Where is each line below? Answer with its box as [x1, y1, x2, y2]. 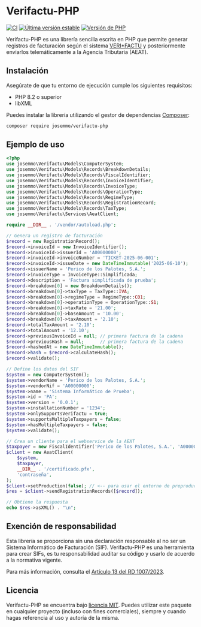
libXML [14, 100, 32, 107]
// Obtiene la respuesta [6, 499, 68, 505]
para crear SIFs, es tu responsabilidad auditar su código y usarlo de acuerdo [6, 550, 195, 557]
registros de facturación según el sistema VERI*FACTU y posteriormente [6, 42, 185, 49]
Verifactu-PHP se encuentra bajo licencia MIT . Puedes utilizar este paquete [6, 601, 192, 608]
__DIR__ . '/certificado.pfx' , [17, 466, 95, 472]
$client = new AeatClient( [6, 450, 74, 456]
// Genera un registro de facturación [6, 233, 103, 239]
